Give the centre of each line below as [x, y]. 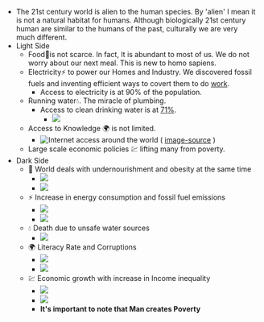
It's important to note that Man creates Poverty [120, 309]
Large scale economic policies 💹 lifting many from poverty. [126, 149]
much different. [41, 37]
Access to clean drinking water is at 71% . [108, 109]
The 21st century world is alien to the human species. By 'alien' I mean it [136, 12]
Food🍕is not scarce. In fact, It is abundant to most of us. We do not [138, 54]
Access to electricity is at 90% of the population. [121, 92]
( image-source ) [188, 140]
